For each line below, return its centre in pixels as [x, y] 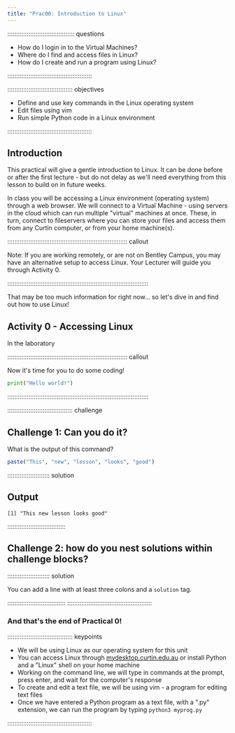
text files [30, 695]
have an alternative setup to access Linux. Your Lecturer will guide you [109, 262]
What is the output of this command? [60, 449]
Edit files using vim [44, 110]
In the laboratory [31, 343]
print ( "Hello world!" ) [40, 383]
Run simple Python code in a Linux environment [86, 118]
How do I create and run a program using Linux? [87, 62]
